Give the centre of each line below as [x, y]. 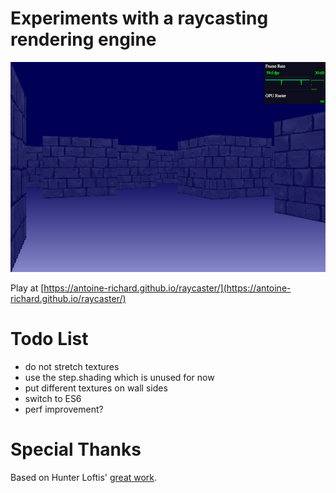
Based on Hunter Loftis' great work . [84, 477]
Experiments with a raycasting [139, 18]
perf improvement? [64, 409]
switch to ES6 [53, 398]
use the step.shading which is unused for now [119, 377]
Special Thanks [76, 449]
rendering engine [83, 39]
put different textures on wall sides [96, 388]
